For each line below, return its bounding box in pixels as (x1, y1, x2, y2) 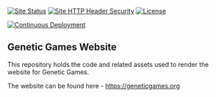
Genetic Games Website (7, 41, 117, 53)
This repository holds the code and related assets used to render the (7, 60, 209, 68)
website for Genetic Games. (7, 68, 89, 76)
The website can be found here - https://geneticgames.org (7, 81, 180, 90)
